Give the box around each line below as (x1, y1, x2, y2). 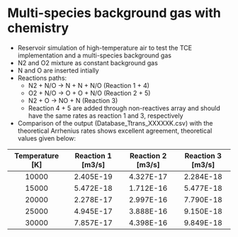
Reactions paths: (17, 73, 67, 82)
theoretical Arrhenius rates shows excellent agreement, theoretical (17, 126, 212, 135)
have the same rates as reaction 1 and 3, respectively (28, 111, 183, 120)
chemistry (7, 20, 69, 36)
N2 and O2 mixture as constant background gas (17, 58, 158, 67)
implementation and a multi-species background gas (17, 51, 172, 60)
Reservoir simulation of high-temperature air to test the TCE (17, 43, 193, 52)
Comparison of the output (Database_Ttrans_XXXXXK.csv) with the (17, 118, 213, 127)
